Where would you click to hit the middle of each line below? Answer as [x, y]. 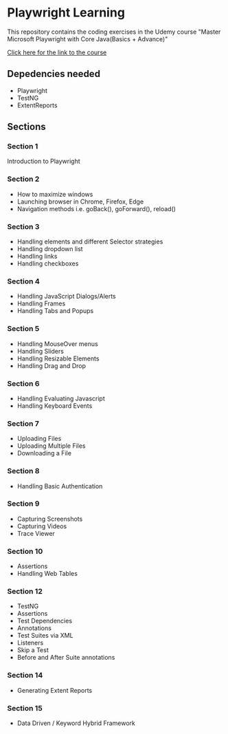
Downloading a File [44, 453]
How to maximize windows [55, 194]
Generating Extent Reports [55, 690]
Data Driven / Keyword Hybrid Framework [76, 723]
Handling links [37, 257]
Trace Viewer [36, 533]
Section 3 [23, 226]
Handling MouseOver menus [57, 344]
